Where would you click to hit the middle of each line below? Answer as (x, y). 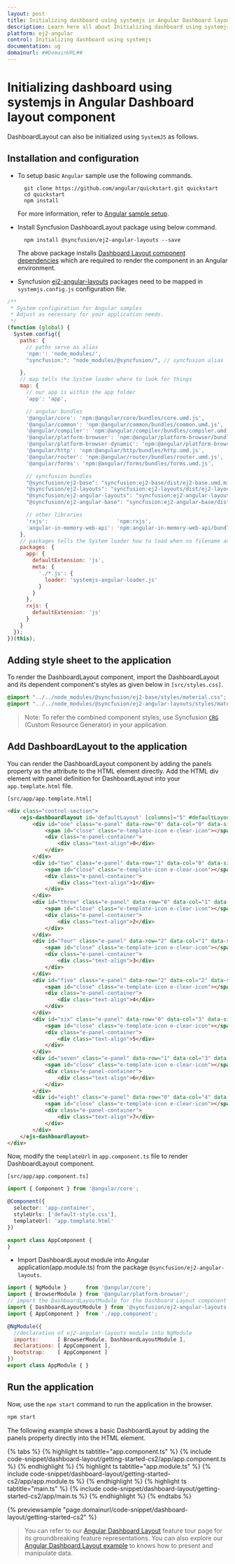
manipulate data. (49, 1553)
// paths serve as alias (62, 347)
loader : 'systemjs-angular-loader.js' (101, 580)
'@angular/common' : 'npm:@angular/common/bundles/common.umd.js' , (124, 424)
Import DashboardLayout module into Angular (83, 1260)
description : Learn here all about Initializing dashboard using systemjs (119, 27)
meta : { (43, 567)
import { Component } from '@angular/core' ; (73, 1189)
